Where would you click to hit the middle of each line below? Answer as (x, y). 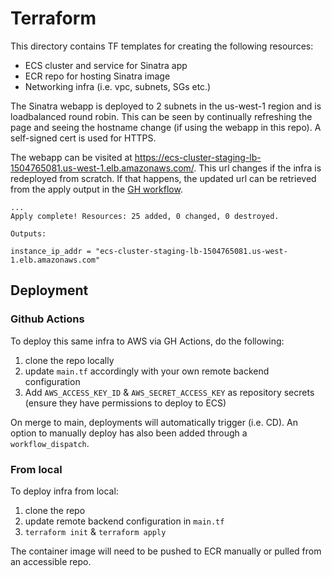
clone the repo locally (69, 360)
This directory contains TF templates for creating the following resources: (162, 46)
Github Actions (47, 319)
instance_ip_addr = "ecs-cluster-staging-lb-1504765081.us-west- (149, 251)
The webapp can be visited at (71, 157)
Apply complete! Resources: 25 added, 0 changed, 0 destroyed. (145, 216)
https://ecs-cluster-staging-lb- (198, 157)
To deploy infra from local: (64, 491)
